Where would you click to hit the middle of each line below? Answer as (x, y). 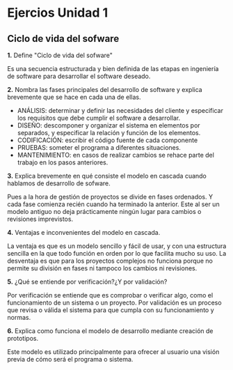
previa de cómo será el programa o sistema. (70, 359)
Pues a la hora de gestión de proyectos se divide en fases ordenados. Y (110, 197)
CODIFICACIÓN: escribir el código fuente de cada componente (107, 140)
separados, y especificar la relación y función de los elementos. (109, 133)
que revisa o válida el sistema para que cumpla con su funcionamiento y (111, 310)
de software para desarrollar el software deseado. (79, 76)
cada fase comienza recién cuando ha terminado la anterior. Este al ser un (114, 204)
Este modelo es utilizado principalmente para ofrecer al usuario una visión (113, 352)
